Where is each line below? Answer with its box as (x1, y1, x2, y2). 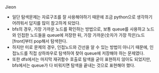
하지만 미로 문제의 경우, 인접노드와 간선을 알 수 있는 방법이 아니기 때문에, (12, 44, 149, 50)
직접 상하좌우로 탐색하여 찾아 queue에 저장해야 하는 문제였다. (29, 50, 145, 56)
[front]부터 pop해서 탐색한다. (12, 38, 68, 44)
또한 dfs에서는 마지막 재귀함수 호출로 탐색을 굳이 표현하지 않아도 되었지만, (12, 57, 151, 62)
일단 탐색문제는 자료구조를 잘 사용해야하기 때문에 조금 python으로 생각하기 (12, 14, 153, 20)
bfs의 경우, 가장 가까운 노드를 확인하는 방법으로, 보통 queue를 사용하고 (12, 26, 146, 32)
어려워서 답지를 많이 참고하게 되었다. (12, 20, 81, 26)
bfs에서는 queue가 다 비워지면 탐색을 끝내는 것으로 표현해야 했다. (12, 62, 135, 68)
